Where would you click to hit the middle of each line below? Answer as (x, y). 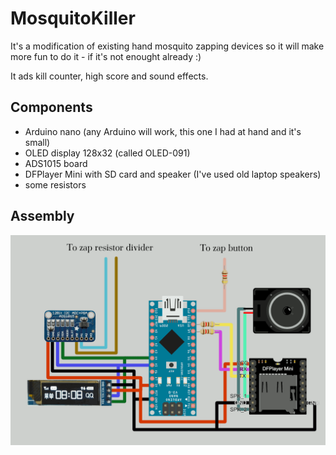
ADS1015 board (56, 163)
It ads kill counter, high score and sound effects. (109, 76)
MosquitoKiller (73, 18)
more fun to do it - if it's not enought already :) (106, 56)
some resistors (55, 184)
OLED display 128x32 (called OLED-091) (107, 153)
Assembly (42, 216)
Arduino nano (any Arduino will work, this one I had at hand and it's (163, 131)
